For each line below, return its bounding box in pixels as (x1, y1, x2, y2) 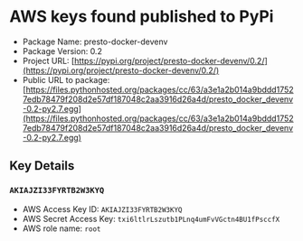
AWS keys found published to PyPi (9, 6, 274, 27)
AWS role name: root (22, 223, 101, 234)
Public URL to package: (22, 74, 110, 85)
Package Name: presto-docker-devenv (22, 36, 168, 47)
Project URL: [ (22, 55, 75, 66)
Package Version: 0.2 (22, 45, 102, 56)
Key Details (9, 158, 75, 173)
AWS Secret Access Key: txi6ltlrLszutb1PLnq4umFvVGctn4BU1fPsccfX (22, 213, 280, 224)
